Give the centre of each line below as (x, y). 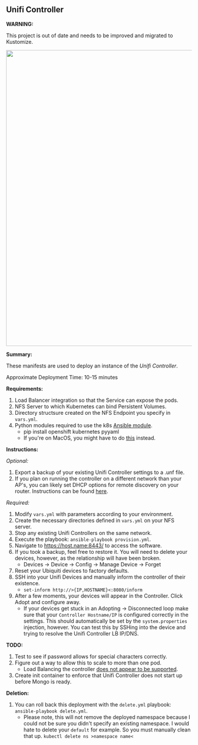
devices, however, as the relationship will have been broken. (88, 558)
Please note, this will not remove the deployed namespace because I (107, 717)
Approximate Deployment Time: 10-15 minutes (62, 377)
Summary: (19, 354)
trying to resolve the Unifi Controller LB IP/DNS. (81, 633)
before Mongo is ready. (43, 681)
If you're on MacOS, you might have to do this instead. (90, 438)
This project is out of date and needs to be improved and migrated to (90, 36)
